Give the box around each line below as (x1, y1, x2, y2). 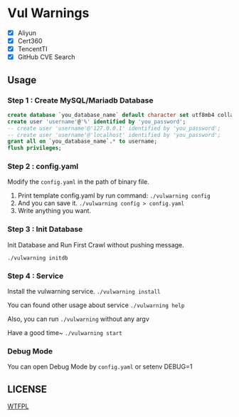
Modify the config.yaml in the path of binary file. (7, 177, 149, 186)
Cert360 (17, 37, 43, 45)
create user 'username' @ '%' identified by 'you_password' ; (7, 118, 186, 125)
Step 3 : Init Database (7, 225, 83, 235)
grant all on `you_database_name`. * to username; (7, 138, 158, 145)
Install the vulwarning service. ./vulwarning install (7, 287, 161, 296)
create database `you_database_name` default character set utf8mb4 (7, 111, 215, 118)
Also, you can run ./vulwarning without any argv (7, 315, 149, 324)
